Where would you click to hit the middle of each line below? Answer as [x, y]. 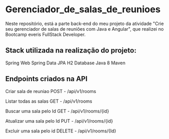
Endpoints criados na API [46, 79]
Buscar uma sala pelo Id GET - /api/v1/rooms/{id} [57, 111]
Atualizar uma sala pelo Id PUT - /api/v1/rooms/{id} [59, 121]
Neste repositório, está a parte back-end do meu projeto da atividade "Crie [85, 24]
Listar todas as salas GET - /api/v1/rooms [49, 101]
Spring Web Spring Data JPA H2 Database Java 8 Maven [65, 63]
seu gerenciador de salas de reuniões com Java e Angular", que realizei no [85, 29]
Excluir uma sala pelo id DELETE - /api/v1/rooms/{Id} [61, 131]
